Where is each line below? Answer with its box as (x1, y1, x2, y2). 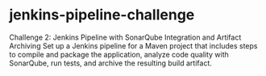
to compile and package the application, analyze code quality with (9, 49, 229, 59)
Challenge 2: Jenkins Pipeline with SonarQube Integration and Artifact (9, 32, 242, 42)
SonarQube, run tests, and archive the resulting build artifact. (9, 58, 213, 68)
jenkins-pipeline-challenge (9, 6, 195, 24)
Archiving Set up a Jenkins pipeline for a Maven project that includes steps (9, 40, 258, 50)
